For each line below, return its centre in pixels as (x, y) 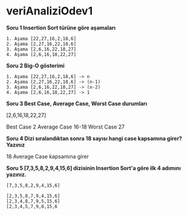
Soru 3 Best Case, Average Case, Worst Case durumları (77, 103)
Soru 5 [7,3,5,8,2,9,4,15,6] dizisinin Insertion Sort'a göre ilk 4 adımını (94, 168)
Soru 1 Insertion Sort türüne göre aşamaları (61, 28)
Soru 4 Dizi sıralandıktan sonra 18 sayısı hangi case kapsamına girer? (94, 138)
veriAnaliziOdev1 (50, 11)
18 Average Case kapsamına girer (47, 156)
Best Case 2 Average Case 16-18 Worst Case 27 (65, 127)
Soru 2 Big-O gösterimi (35, 65)
